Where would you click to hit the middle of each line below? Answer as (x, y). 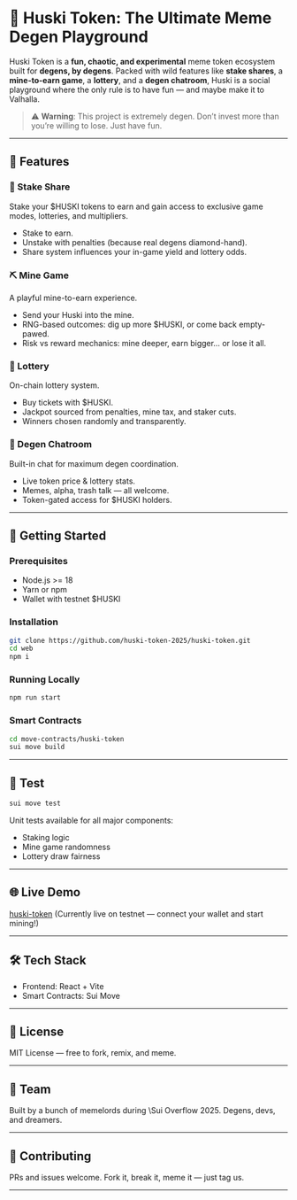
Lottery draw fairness (61, 856)
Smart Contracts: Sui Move (71, 995)
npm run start (35, 698)
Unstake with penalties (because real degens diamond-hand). (134, 242)
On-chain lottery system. (54, 385)
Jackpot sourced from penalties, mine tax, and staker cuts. (129, 412)
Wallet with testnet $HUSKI (71, 599)
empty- (252, 324)
